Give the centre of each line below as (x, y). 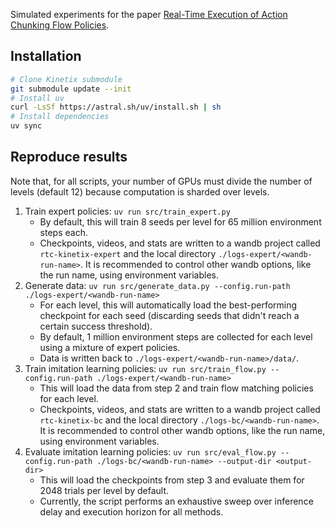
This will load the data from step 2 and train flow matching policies (176, 388)
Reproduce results (69, 157)
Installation (46, 56)
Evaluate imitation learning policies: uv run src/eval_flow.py (150, 451)
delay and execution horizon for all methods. (131, 511)
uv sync (26, 126)
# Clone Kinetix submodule (66, 79)
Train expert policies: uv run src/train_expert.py (127, 211)
